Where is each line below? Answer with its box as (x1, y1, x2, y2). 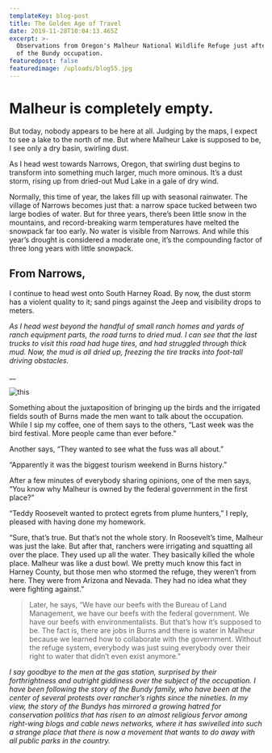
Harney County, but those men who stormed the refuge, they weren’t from (9, 567, 257, 577)
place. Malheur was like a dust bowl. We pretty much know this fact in (9, 558, 241, 568)
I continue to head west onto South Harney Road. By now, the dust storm (9, 288, 251, 298)
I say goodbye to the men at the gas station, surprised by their (9, 666, 217, 676)
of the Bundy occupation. (16, 49, 104, 57)
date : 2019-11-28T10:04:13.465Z (9, 27, 118, 35)
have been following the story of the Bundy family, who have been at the (9, 684, 252, 694)
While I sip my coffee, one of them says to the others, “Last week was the (9, 420, 254, 429)
